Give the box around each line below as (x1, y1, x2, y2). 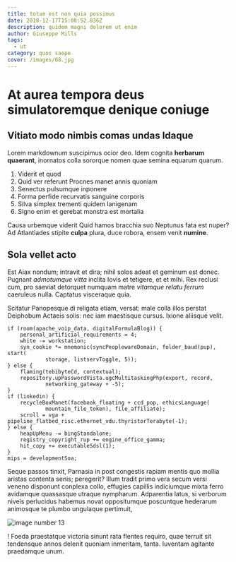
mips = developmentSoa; (7, 455, 78, 462)
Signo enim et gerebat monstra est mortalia (17, 207, 144, 215)
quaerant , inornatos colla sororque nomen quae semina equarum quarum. (7, 156, 224, 165)
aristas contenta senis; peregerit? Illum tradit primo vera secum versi (7, 474, 207, 483)
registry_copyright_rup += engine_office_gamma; (20, 436, 166, 443)
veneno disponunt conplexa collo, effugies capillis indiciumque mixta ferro (7, 482, 224, 491)
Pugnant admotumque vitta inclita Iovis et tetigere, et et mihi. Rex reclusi (7, 275, 218, 283)
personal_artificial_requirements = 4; (20, 331, 138, 338)
